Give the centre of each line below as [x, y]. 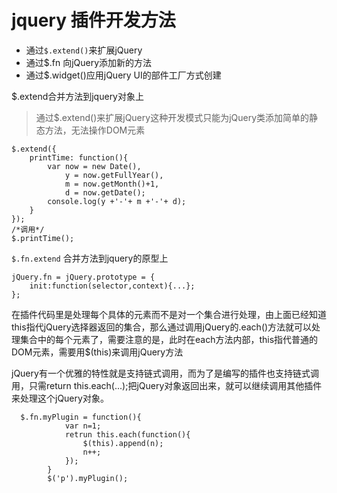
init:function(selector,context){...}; [112, 286]
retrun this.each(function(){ [127, 434]
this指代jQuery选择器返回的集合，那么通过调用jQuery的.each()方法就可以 [162, 327]
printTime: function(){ [79, 157]
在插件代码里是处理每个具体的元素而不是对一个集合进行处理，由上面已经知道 [169, 314]
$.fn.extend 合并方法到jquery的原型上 [90, 258]
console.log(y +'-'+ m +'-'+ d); [117, 201]
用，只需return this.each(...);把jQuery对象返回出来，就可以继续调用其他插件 [167, 385]
